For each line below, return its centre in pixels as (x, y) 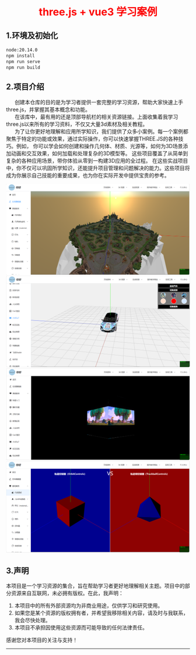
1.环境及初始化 (32, 35)
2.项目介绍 (25, 87)
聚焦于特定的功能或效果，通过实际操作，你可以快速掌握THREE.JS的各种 (92, 139)
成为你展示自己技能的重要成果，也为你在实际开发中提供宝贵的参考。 (88, 175)
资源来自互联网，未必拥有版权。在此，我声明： (67, 593)
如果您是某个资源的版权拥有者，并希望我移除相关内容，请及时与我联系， (101, 613)
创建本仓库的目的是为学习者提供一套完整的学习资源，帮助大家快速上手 (99, 102)
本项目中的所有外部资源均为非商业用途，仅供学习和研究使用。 (89, 606)
